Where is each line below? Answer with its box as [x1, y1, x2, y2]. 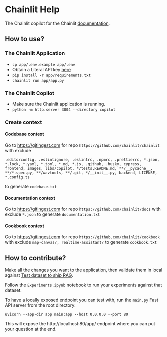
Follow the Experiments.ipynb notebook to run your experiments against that [5, 282, 162, 288]
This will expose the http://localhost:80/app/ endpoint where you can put [5, 321, 156, 327]
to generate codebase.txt [5, 184, 57, 190]
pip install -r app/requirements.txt [12, 73, 91, 78]
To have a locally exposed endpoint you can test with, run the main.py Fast [5, 297, 158, 303]
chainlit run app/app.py [12, 78, 64, 83]
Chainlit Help [5, 4, 60, 15]
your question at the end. [5, 326, 57, 332]
